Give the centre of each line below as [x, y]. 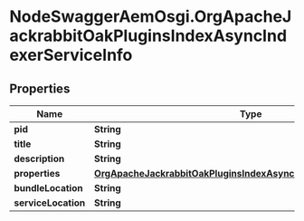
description [39, 159]
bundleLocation [48, 188]
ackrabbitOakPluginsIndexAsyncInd [148, 36]
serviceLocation [50, 203]
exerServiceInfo [71, 55]
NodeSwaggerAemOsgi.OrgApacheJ [151, 17]
